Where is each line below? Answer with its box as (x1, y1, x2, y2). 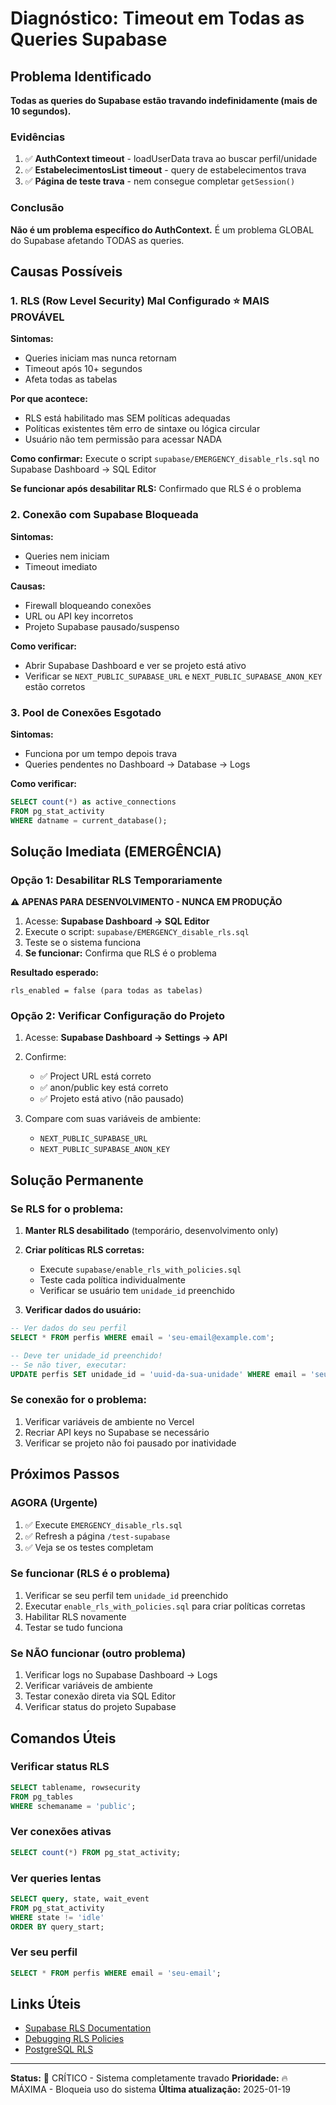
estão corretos (24, 680, 86, 692)
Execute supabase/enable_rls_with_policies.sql (39, 1263, 242, 1276)
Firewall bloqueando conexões (24, 599, 152, 611)
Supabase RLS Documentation (24, 2022, 152, 2034)
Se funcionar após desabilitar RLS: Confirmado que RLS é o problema (10, 483, 302, 495)
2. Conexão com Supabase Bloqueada (10, 508, 199, 522)
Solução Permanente (10, 1172, 144, 1189)
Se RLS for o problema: (10, 1202, 124, 1216)
